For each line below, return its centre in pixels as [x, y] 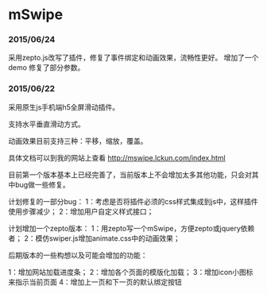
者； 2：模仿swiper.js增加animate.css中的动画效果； [94, 238]
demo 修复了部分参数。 [46, 68]
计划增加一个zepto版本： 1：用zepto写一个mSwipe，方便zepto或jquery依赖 [132, 228]
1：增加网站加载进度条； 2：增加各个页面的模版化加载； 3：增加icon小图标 [131, 272]
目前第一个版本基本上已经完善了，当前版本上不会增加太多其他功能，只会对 [130, 174]
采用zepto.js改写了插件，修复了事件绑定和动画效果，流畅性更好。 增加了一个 [133, 58]
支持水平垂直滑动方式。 [46, 124]
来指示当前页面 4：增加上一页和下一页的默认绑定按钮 [95, 282]
